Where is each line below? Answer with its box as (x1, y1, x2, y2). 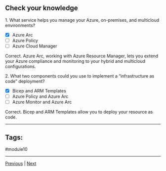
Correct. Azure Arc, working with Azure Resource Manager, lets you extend (5, 53, 159, 59)
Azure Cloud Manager (12, 43, 58, 49)
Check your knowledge (5, 4, 78, 12)
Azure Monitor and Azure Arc (12, 99, 72, 105)
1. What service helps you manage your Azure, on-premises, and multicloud (5, 17, 160, 23)
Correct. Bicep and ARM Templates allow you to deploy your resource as (5, 109, 153, 115)
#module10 (5, 146, 28, 152)
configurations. (5, 64, 36, 69)
